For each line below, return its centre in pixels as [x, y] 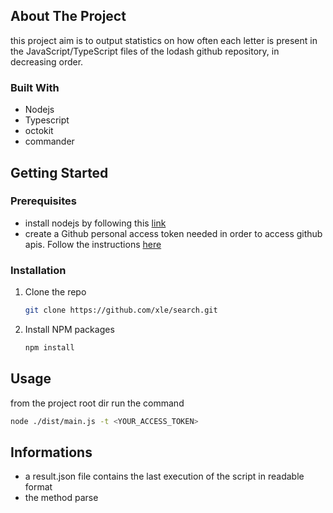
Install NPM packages [69, 329]
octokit [39, 131]
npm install [49, 347]
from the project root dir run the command [97, 403]
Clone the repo [55, 292]
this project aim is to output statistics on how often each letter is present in [164, 40]
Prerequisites [43, 201]
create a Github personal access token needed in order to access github [173, 233]
